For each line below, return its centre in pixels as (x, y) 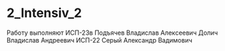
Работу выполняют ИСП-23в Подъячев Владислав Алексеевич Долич (112, 33)
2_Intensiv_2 (44, 13)
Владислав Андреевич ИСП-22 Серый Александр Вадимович (99, 40)
